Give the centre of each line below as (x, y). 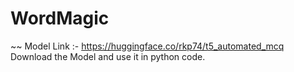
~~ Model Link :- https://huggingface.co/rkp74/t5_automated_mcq (147, 46)
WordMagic (60, 18)
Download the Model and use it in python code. (108, 56)
